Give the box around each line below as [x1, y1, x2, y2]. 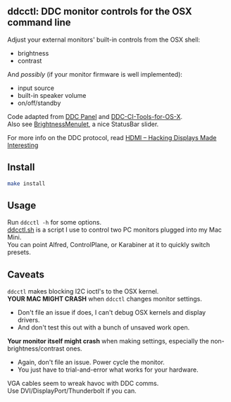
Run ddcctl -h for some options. [7, 218, 102, 227]
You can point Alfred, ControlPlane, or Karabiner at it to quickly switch [7, 241, 211, 249]
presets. [7, 248, 32, 256]
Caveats [7, 268, 44, 280]
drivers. [17, 316, 40, 325]
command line [7, 17, 72, 29]
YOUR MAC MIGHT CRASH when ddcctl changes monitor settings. [7, 295, 202, 303]
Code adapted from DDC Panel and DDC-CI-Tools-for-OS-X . [7, 112, 183, 120]
